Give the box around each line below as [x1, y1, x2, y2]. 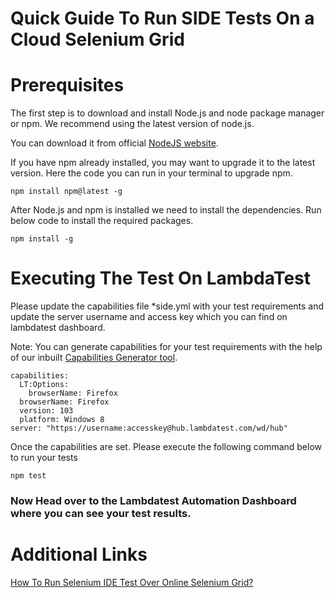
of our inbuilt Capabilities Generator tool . [10, 352, 178, 364]
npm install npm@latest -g [10, 187, 123, 197]
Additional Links [10, 543, 148, 566]
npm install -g [10, 234, 74, 244]
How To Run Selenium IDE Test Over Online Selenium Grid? [10, 576, 254, 588]
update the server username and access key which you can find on [10, 311, 288, 323]
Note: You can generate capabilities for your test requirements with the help [10, 341, 323, 353]
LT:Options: [19, 380, 70, 390]
